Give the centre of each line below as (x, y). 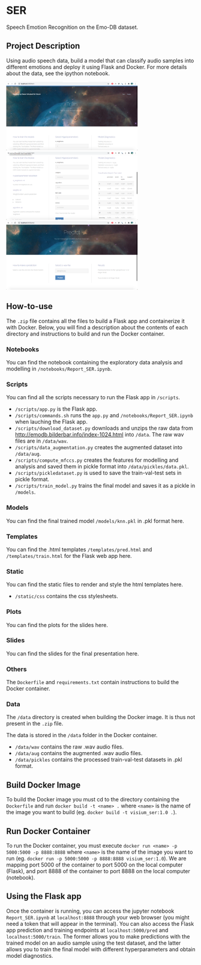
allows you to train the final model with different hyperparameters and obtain (101, 949)
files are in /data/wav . (41, 441)
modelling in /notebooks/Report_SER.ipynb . (59, 369)
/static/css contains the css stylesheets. (66, 596)
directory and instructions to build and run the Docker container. (85, 334)
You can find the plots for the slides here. (57, 625)
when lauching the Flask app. (51, 422)
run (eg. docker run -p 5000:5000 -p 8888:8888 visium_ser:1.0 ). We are (96, 859)
